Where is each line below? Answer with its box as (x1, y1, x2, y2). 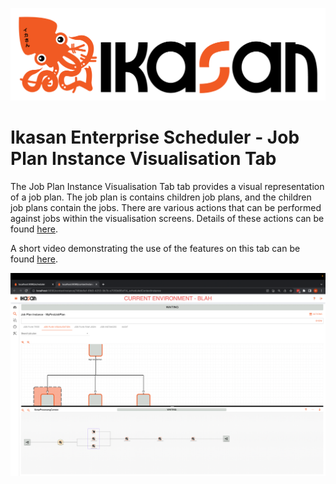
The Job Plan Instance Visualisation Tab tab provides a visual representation (10, 181, 325, 193)
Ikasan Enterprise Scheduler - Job (10, 126, 300, 149)
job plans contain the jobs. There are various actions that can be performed (10, 202, 322, 214)
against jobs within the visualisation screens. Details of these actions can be (10, 213, 325, 225)
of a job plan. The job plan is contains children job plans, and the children (10, 191, 312, 203)
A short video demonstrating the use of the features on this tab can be (10, 243, 301, 255)
